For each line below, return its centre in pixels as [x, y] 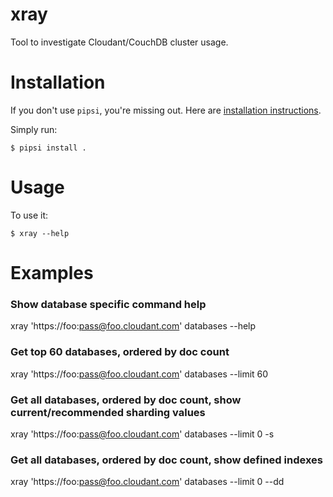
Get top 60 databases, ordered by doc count [120, 352]
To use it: [29, 215]
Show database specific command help [108, 304]
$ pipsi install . [48, 148]
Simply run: [34, 129]
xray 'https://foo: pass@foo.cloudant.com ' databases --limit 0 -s [142, 434]
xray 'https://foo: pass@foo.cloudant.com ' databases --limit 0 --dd [147, 482]
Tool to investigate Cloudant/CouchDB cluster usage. [119, 42]
